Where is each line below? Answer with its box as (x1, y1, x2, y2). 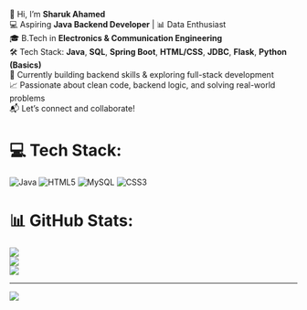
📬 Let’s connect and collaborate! (9, 103, 135, 113)
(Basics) (9, 59, 42, 70)
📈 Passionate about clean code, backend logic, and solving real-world (9, 80, 276, 91)
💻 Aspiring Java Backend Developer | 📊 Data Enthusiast (9, 19, 227, 29)
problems (9, 92, 46, 103)
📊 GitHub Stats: (9, 210, 134, 231)
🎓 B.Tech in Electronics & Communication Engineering (9, 33, 223, 43)
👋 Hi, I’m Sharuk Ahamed (9, 9, 106, 19)
